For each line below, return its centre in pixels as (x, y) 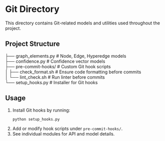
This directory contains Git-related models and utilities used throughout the (82, 23)
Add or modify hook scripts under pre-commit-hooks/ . (67, 129)
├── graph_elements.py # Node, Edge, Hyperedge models (66, 56)
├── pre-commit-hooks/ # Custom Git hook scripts (58, 66)
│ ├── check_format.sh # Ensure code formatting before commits (73, 72)
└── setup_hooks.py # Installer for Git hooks (51, 82)
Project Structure (32, 44)
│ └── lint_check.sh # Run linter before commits (55, 77)
